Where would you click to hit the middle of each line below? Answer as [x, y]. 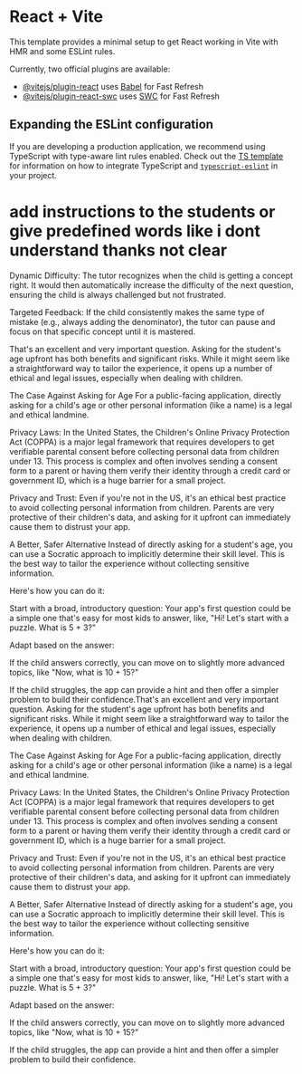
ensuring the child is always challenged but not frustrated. [118, 294]
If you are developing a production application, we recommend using [137, 146]
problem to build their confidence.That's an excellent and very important [144, 699]
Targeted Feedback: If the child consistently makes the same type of [137, 312]
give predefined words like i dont [135, 230]
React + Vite [57, 17]
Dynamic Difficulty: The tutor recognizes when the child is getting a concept [151, 275]
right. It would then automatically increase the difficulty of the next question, [151, 285]
